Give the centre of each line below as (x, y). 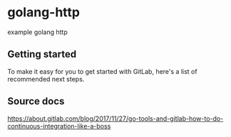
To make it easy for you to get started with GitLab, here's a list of (102, 71)
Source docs (36, 101)
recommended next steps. (46, 79)
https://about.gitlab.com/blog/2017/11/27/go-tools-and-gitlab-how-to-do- (115, 119)
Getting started (42, 54)
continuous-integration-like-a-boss (59, 126)
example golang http (37, 32)
